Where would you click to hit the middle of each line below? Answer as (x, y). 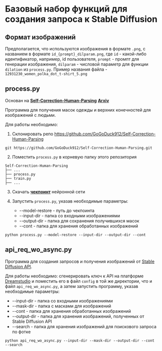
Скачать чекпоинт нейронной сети (49, 191)
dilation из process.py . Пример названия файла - (56, 69)
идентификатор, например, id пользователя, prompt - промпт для (72, 59)
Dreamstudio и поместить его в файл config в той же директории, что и (79, 281)
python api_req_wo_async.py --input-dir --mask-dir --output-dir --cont (80, 340)
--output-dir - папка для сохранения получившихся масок (79, 221)
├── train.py (18, 178)
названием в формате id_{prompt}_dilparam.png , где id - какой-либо (76, 54)
